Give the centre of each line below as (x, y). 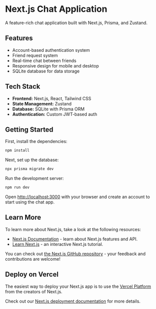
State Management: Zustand (42, 103)
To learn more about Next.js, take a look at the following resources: (73, 229)
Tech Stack (23, 86)
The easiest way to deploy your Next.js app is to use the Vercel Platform (78, 286)
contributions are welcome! (33, 259)
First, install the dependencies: (36, 141)
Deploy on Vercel (32, 275)
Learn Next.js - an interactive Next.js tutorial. (58, 244)
